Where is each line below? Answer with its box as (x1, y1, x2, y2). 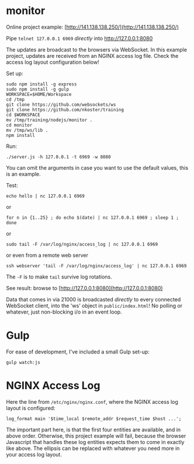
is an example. (6, 170, 41, 177)
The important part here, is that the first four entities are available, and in (6, 426, 181, 433)
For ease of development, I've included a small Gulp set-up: (6, 348, 150, 355)
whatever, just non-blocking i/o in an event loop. (6, 308, 122, 315)
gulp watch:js (6, 359, 41, 365)
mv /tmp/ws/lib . (6, 127, 49, 133)
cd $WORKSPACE (6, 112, 41, 118)
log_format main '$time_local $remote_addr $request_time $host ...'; (6, 415, 182, 422)
